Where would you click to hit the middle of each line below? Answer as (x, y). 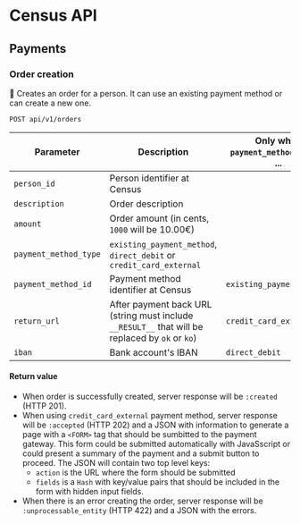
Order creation (42, 74)
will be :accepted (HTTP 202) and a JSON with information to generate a (155, 425)
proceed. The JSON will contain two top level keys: (116, 463)
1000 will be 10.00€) (152, 229)
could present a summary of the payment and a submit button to (141, 453)
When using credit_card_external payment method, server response (150, 416)
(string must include (151, 316)
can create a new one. (50, 103)
